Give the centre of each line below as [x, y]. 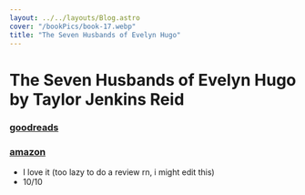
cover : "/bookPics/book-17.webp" [73, 26]
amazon [28, 152]
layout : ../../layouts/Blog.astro [75, 18]
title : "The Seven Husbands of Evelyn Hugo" [95, 35]
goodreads [34, 128]
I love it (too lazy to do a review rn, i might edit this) [119, 172]
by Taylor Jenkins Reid [97, 99]
